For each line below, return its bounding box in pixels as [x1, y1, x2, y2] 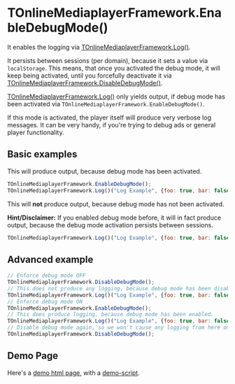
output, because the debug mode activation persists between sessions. [7, 220, 213, 229]
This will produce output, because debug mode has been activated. [7, 166, 202, 176]
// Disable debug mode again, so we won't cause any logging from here [7, 324, 220, 332]
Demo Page [7, 350, 59, 362]
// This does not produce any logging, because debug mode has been [7, 285, 211, 292]
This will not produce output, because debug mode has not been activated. [7, 199, 225, 208]
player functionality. [7, 128, 64, 136]
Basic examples [7, 148, 78, 160]
